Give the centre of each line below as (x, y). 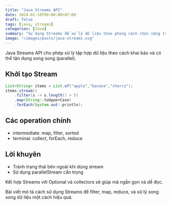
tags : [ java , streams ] (29, 24)
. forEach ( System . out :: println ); (49, 105)
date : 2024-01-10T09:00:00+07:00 (41, 15)
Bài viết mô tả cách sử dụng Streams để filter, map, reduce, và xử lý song (82, 192)
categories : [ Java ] (26, 29)
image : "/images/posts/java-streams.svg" (50, 39)
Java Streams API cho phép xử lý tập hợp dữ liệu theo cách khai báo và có (83, 53)
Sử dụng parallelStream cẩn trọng (48, 172)
